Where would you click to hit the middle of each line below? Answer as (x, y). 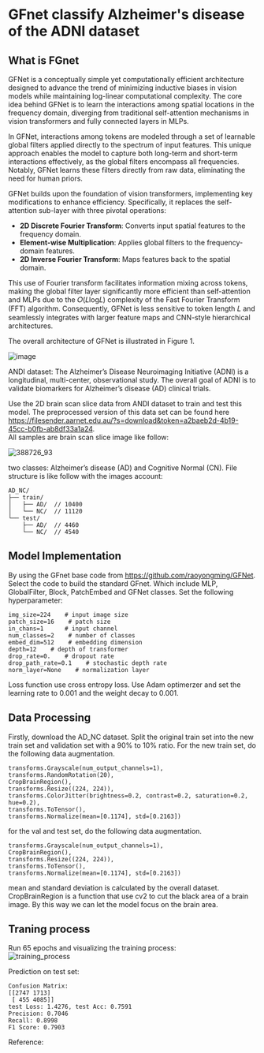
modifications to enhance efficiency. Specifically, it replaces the (112, 202)
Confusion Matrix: (38, 986)
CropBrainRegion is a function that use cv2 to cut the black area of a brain (128, 896)
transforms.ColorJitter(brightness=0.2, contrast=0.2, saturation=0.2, (128, 795)
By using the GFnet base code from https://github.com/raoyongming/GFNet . (132, 575)
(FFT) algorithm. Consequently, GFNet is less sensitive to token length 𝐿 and (132, 308)
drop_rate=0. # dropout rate (61, 656)
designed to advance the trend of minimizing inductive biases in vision (123, 88)
